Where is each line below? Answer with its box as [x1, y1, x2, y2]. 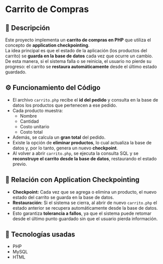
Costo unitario [20, 123, 50, 129]
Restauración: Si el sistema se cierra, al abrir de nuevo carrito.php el [12, 200, 157, 206]
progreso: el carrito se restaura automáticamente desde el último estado [5, 64, 157, 69]
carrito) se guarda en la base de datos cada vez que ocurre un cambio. [5, 53, 153, 59]
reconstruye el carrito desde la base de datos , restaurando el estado [12, 155, 157, 161]
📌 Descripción [5, 24, 50, 32]
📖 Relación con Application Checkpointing [5, 175, 139, 184]
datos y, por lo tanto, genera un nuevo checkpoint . [12, 145, 118, 151]
